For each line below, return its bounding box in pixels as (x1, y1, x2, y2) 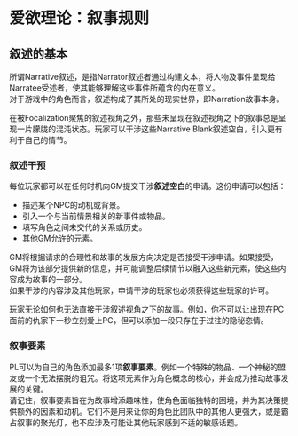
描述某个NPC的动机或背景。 (21, 200, 125, 210)
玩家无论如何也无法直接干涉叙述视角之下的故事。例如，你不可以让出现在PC (9, 304, 285, 315)
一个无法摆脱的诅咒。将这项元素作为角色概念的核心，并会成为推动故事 (24, 372, 281, 383)
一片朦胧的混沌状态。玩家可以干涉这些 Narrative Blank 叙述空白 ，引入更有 (16, 123, 284, 134)
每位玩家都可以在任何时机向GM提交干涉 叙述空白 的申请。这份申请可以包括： (9, 181, 286, 192)
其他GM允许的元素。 (21, 233, 98, 244)
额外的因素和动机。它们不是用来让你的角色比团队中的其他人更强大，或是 (16, 406, 281, 416)
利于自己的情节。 (9, 135, 72, 145)
